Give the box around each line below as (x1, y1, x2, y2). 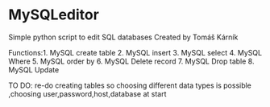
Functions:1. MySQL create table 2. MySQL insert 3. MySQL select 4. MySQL (8, 47, 263, 57)
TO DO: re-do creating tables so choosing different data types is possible (8, 80, 252, 90)
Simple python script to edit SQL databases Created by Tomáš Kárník (8, 32, 239, 42)
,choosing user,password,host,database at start (8, 88, 167, 98)
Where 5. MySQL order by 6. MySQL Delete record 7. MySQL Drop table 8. (8, 56, 255, 66)
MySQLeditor (8, 6, 99, 24)
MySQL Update (8, 64, 60, 74)
